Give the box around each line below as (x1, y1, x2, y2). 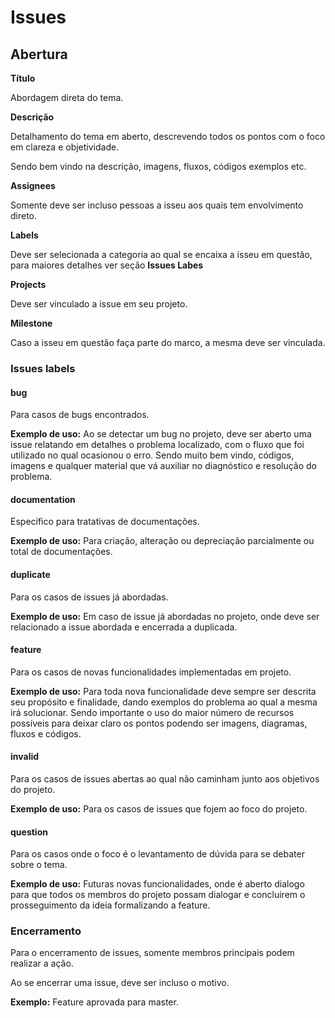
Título (10, 72, 36, 84)
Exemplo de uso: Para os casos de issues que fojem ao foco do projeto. (10, 802, 308, 815)
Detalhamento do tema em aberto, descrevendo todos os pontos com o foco (10, 131, 326, 142)
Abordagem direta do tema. (10, 92, 124, 103)
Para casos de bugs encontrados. (10, 409, 150, 421)
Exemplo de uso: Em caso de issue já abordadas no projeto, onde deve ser (10, 610, 320, 622)
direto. (10, 210, 38, 221)
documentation (10, 493, 76, 505)
